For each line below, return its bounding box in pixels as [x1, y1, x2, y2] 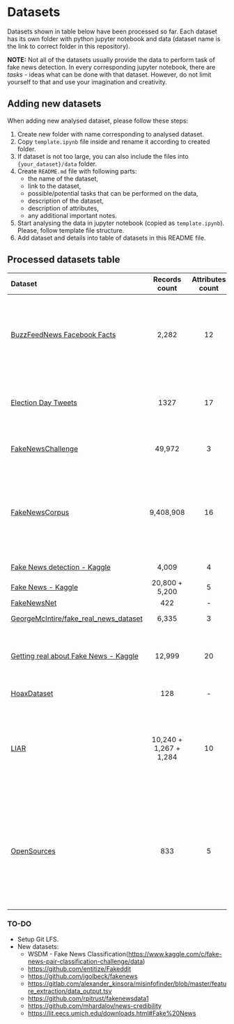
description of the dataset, [27, 196, 104, 205]
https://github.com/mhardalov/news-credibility [27, 1001, 162, 1010]
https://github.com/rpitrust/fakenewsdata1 [27, 994, 149, 1002]
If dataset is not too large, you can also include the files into [17, 152, 189, 160]
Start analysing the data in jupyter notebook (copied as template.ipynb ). [17, 219, 225, 227]
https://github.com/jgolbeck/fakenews [27, 972, 138, 980]
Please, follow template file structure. [17, 226, 125, 234]
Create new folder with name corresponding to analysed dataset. [17, 130, 204, 138]
